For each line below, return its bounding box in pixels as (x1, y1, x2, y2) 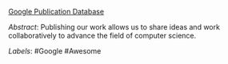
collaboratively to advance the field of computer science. (8, 31, 197, 40)
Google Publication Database (8, 7, 105, 16)
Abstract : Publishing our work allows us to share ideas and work (8, 22, 220, 31)
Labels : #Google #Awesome (8, 46, 102, 55)
